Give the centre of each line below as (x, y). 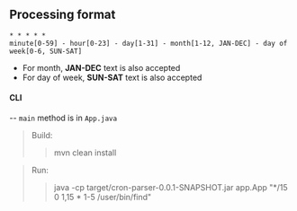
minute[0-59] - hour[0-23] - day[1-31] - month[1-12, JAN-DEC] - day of (148, 43)
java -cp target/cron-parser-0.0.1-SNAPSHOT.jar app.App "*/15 (171, 188)
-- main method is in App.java (63, 118)
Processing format (63, 15)
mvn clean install (85, 153)
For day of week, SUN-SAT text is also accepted (112, 77)
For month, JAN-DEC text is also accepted (101, 67)
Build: (42, 136)
